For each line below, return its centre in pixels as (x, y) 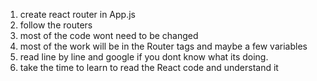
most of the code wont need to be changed (109, 35)
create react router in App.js (77, 14)
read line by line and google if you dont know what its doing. (144, 57)
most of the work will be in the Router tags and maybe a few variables (163, 46)
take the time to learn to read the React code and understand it (149, 67)
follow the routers (56, 25)
